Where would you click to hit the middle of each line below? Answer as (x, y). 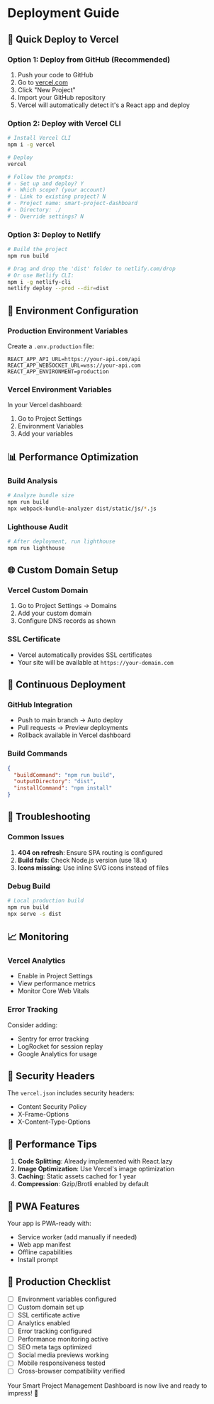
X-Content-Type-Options (54, 1122)
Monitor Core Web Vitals (53, 991)
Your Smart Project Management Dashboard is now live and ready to (107, 1386)
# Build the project (38, 250)
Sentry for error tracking (53, 1039)
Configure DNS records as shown (67, 621)
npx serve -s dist (34, 914)
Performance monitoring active (63, 1339)
